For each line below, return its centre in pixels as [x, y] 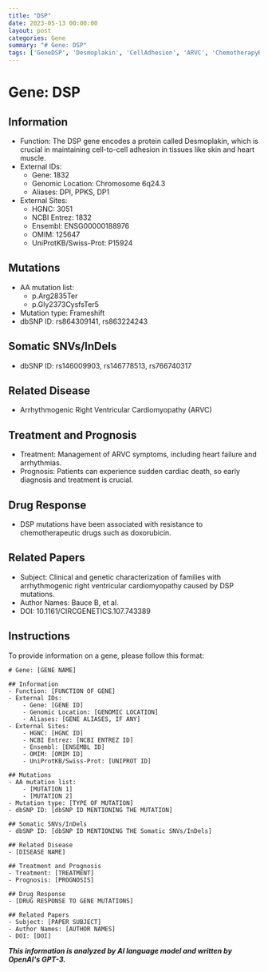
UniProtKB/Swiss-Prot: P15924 [82, 243]
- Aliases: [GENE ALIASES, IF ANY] [82, 719]
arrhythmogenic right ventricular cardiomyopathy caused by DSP [126, 585]
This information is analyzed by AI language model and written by [120, 950]
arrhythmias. [41, 463]
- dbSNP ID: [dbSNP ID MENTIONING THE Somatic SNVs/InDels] [110, 831]
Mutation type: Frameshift [62, 313]
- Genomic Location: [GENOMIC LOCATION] [91, 712]
